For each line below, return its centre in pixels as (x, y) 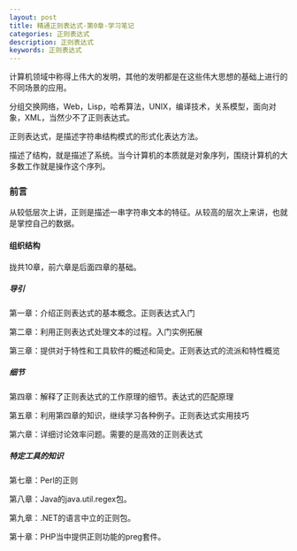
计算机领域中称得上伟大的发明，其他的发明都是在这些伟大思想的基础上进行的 (148, 77)
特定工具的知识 (36, 456)
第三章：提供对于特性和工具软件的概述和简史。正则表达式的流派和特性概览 (145, 350)
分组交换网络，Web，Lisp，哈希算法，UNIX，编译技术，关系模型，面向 (139, 106)
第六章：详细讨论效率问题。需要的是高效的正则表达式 (106, 434)
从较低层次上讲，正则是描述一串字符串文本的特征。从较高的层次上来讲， (141, 213)
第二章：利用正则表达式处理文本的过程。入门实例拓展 (106, 331)
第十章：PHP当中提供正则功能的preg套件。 (88, 536)
